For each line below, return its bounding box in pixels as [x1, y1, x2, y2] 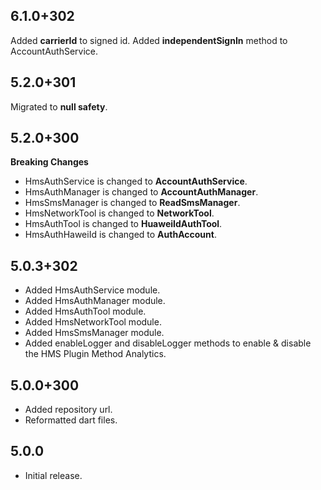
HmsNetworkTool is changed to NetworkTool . [24, 207, 215, 219]
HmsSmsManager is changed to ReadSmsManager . [24, 197, 241, 209]
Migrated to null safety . [10, 100, 108, 113]
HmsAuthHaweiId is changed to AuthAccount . [24, 229, 217, 241]
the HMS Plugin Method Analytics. [24, 348, 167, 360]
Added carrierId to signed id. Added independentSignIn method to [10, 34, 288, 46]
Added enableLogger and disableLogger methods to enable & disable [24, 337, 312, 349]
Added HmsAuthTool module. [24, 305, 147, 318]
